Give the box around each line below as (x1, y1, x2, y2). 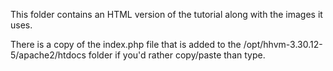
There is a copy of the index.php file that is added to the (10, 39, 242, 50)
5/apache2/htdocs (10, 49, 87, 61)
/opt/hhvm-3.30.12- (243, 39, 323, 50)
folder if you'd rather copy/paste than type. (88, 49, 266, 61)
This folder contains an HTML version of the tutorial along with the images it (10, 9, 323, 20)
